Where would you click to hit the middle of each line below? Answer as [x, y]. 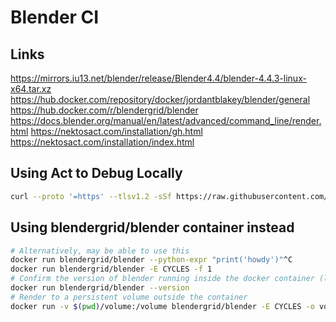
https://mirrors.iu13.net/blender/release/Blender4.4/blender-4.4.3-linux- [158, 78]
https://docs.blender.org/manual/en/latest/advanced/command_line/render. [166, 120]
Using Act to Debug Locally [96, 173]
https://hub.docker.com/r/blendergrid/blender [104, 110]
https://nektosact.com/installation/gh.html [116, 131]
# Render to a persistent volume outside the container [129, 297]
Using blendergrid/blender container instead [152, 227]
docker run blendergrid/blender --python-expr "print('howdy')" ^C [151, 260]
